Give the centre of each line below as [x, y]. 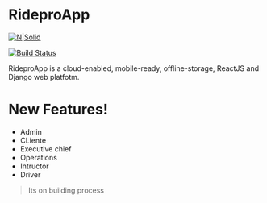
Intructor [35, 166]
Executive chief [46, 149]
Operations [39, 157]
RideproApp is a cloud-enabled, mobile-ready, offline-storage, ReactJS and [134, 68]
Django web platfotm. [44, 77]
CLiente [33, 140]
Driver [30, 174]
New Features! [58, 110]
